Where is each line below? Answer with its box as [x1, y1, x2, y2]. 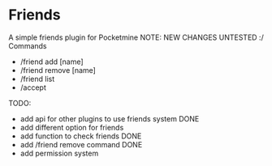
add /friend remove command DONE [19, 139, 143, 149]
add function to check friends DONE [19, 131, 142, 141]
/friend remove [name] [19, 65, 96, 74]
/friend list [19, 74, 55, 83]
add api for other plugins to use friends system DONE [19, 113, 200, 123]
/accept [19, 83, 47, 92]
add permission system [19, 148, 99, 158]
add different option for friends [19, 122, 124, 132]
